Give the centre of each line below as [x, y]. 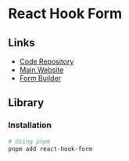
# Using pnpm [29, 141]
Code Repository [47, 61]
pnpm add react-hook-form [50, 149]
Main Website [41, 70]
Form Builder [40, 78]
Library [26, 103]
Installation [30, 125]
